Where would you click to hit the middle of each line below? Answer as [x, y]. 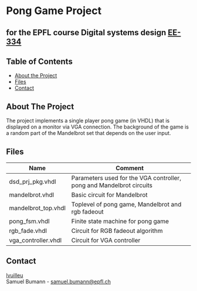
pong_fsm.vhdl [29, 221]
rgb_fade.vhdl [28, 231]
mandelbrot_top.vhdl [38, 208]
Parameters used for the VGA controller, [126, 178]
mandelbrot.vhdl [32, 195]
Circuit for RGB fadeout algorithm [117, 231]
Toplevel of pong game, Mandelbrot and [126, 205]
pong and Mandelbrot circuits [112, 185]
